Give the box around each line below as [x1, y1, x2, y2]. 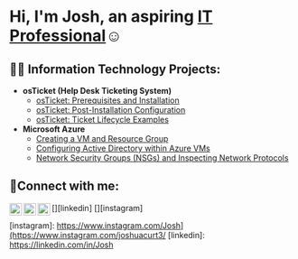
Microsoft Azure [22, 124, 86, 134]
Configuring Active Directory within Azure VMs [35, 143, 210, 153]
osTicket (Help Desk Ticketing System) [22, 86, 172, 96]
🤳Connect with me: [9, 179, 119, 194]
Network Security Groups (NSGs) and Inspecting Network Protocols [35, 153, 289, 163]
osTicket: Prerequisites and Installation [35, 95, 181, 106]
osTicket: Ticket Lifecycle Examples [35, 115, 170, 125]
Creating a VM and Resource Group [35, 134, 169, 143]
